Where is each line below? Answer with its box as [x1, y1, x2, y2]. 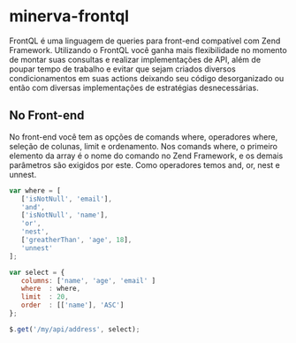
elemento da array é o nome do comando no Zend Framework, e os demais [9, 150, 284, 161]
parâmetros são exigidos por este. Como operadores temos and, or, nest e [9, 159, 281, 170]
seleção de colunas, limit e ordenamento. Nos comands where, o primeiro [9, 141, 278, 151]
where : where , [20, 285, 81, 293]
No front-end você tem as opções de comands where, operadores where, [9, 131, 278, 142]
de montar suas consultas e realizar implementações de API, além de [9, 54, 262, 65]
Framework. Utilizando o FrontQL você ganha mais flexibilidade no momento [9, 44, 287, 55]
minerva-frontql [9, 6, 130, 27]
